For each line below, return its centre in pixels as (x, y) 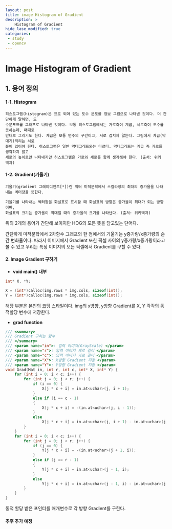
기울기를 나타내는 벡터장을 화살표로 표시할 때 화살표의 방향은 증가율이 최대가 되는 (80, 202)
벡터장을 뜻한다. (29, 192)
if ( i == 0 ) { (48, 384)
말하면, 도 (27, 119)
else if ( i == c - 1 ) (56, 398)
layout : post (19, 10)
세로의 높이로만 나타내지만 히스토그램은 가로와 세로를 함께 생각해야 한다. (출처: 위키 (83, 157)
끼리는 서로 (25, 141)
